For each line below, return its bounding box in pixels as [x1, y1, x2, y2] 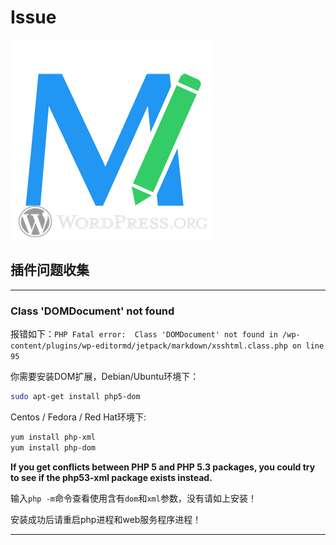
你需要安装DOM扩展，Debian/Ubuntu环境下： [10, 371, 200, 383]
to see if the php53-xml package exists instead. [10, 471, 213, 483]
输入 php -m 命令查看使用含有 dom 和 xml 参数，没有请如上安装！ [10, 492, 257, 504]
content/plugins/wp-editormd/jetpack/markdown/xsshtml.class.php [10, 341, 288, 351]
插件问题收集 [10, 262, 90, 279]
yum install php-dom [10, 442, 97, 453]
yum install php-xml [10, 432, 97, 442]
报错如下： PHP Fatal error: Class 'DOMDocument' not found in [10, 328, 278, 340]
